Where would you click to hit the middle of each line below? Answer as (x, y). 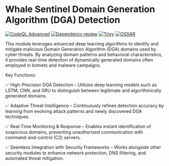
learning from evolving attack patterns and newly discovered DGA (74, 111)
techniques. (17, 117)
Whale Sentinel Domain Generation (80, 9)
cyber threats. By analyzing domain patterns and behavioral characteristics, (84, 54)
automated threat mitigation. (35, 158)
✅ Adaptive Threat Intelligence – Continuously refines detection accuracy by (85, 105)
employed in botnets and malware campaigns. (53, 65)
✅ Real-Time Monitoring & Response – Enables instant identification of (78, 126)
